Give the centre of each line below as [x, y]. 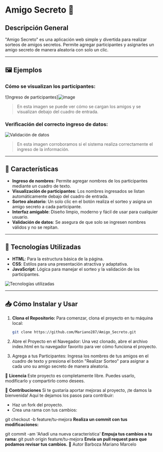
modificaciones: [22, 425]
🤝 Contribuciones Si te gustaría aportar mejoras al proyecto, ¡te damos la [78, 390]
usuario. [20, 217]
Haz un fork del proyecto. [37, 405]
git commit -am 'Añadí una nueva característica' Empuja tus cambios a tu [79, 434]
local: [17, 323]
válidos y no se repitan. [35, 227]
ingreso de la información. [43, 149]
